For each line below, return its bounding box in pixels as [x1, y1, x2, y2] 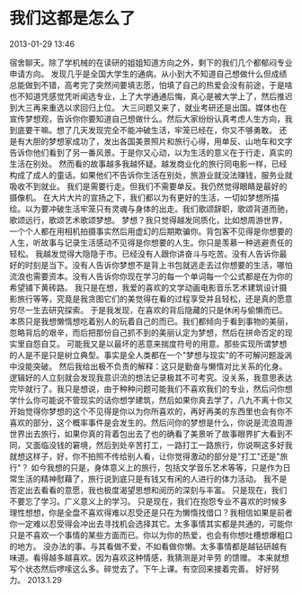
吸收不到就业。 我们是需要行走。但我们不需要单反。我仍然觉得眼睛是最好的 [9, 181, 288, 192]
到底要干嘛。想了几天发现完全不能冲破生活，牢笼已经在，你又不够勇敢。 [9, 124, 277, 135]
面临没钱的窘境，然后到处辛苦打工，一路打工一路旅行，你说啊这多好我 [32, 439, 293, 450]
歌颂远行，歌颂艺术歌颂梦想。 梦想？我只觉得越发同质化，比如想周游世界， [9, 214, 288, 225]
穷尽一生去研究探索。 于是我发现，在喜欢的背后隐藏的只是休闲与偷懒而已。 [9, 304, 288, 315]
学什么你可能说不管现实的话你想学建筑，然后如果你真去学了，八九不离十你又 [9, 394, 293, 405]
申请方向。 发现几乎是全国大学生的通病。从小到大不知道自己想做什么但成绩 [9, 68, 288, 79]
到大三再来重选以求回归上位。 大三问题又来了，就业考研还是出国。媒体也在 [9, 102, 288, 112]
